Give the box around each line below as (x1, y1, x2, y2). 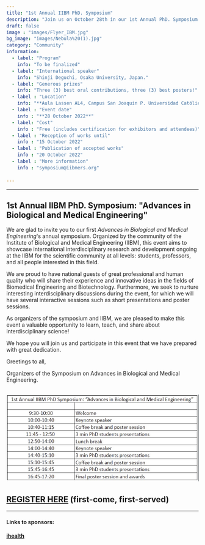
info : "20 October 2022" (17, 152, 84, 158)
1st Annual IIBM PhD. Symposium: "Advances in (6, 200, 191, 210)
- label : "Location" (12, 94, 67, 100)
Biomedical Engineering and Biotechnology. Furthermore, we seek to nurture (6, 283, 199, 291)
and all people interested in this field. (6, 259, 99, 266)
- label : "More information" (12, 158, 88, 165)
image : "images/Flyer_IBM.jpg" (6, 29, 88, 35)
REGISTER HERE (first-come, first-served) (6, 494, 170, 505)
